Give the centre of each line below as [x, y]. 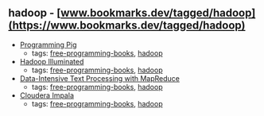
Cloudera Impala [47, 95]
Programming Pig [48, 44]
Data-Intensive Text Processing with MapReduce [100, 78]
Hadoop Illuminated [52, 61]
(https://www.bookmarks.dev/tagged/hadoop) [127, 26]
